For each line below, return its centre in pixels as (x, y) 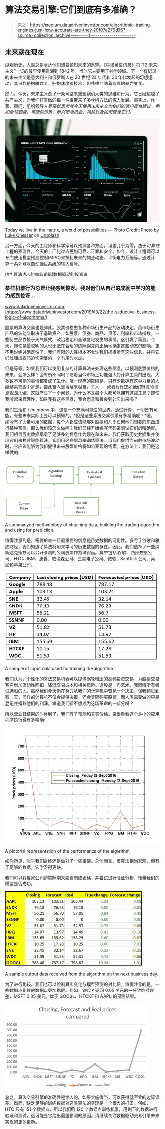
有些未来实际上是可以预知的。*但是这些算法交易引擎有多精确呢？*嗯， (84, 415)
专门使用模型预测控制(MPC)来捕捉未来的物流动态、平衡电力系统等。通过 (78, 258)
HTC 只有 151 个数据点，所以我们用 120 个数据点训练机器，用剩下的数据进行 (81, 1109)
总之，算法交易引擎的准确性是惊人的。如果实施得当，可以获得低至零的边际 (80, 1097)
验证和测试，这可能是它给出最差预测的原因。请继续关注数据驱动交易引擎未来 (82, 1116)
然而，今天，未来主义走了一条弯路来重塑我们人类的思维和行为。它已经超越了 (82, 93)
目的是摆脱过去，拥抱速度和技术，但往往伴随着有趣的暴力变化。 (82, 83)
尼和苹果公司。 (20, 565)
